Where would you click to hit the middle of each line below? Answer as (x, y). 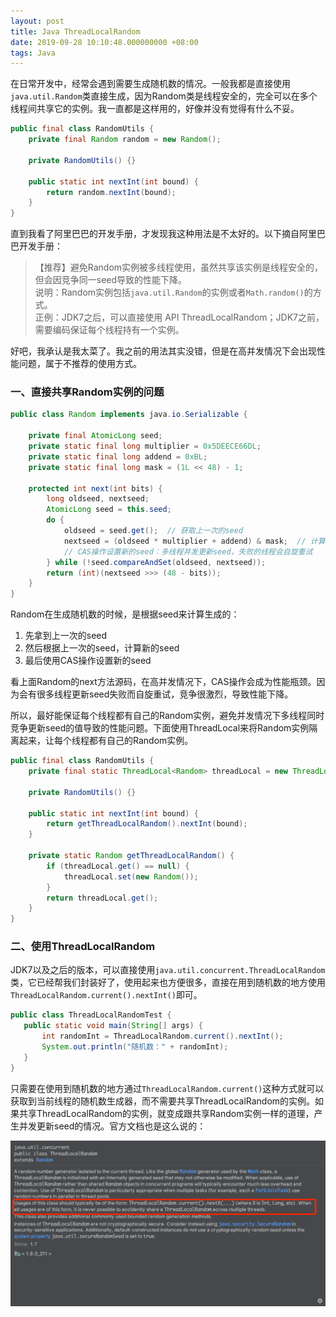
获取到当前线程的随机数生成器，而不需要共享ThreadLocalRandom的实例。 (163, 1101)
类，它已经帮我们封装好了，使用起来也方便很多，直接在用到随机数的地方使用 (168, 982)
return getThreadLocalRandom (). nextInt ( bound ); (147, 824)
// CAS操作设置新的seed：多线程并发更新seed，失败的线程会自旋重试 (188, 551)
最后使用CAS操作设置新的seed (88, 661)
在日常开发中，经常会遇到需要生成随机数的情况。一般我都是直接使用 (150, 84)
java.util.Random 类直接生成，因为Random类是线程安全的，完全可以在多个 (164, 96)
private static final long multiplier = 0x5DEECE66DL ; (145, 446)
